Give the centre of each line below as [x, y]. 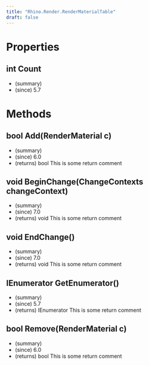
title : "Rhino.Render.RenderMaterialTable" [61, 12]
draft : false [22, 17]
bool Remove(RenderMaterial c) [66, 329]
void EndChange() [41, 237]
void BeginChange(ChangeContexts [75, 182]
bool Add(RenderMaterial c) [59, 136]
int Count [24, 69]
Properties [33, 47]
